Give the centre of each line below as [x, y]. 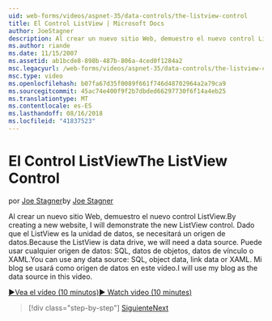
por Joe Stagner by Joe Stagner [61, 201]
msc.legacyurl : [34, 69]
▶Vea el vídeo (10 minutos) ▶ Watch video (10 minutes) [100, 292]
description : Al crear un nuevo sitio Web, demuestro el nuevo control [132, 38]
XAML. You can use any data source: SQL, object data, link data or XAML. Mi [135, 259]
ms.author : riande [39, 46]
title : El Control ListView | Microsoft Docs [86, 23]
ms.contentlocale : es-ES [50, 106]
